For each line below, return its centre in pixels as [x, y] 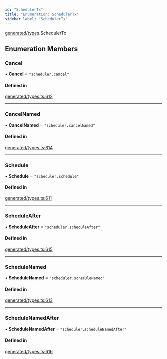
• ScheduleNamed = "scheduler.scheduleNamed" [55, 278]
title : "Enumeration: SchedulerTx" [42, 14]
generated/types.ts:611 [29, 198]
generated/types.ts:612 [29, 96]
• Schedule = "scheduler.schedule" [42, 176]
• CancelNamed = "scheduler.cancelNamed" [50, 125]
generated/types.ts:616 [29, 351]
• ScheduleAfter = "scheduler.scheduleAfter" [53, 227]
